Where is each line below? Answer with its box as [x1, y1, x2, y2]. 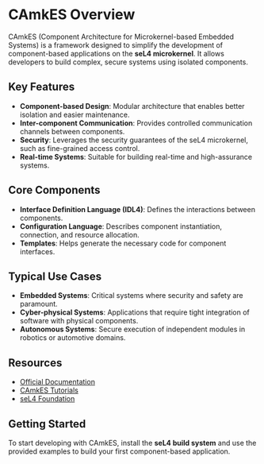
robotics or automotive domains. [19, 333, 126, 342]
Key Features [8, 80, 75, 94]
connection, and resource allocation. [19, 230, 140, 239]
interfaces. [19, 246, 55, 256]
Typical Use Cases [8, 269, 102, 283]
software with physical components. [19, 316, 139, 326]
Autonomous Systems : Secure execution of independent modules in [19, 324, 246, 334]
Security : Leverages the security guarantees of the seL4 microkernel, [19, 135, 248, 145]
